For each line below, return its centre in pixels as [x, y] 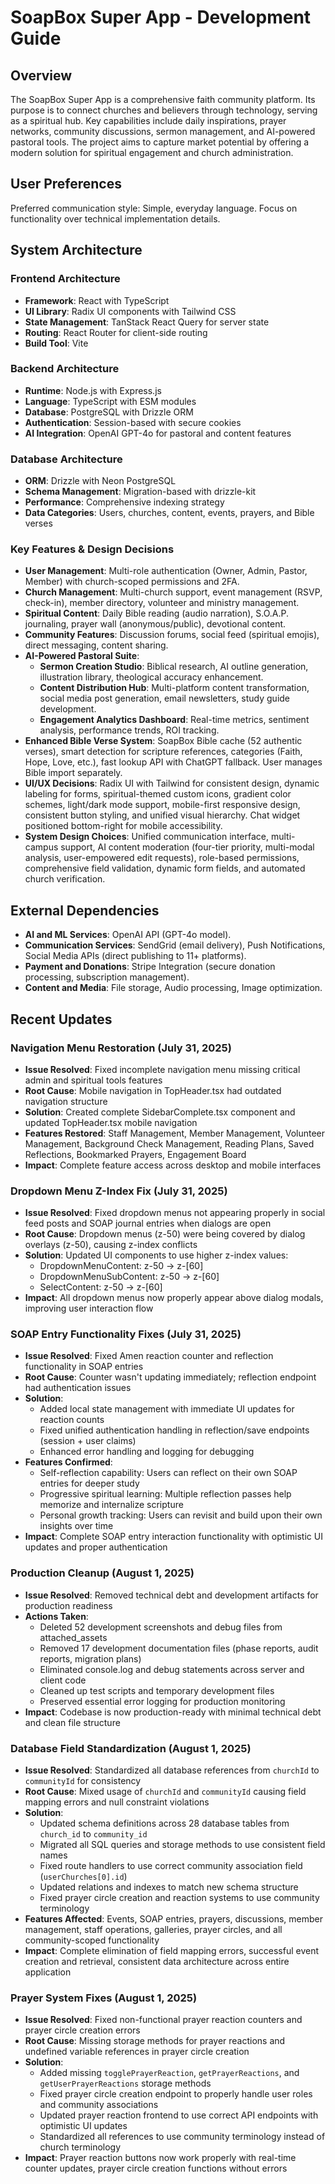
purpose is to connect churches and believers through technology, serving [164, 110]
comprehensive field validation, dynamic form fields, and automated [165, 868]
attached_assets [73, 1637]
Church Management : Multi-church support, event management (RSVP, [173, 592]
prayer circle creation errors [82, 2030]
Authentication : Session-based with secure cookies [133, 422]
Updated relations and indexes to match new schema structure [169, 1887]
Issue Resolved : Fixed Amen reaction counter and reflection [149, 1356]
